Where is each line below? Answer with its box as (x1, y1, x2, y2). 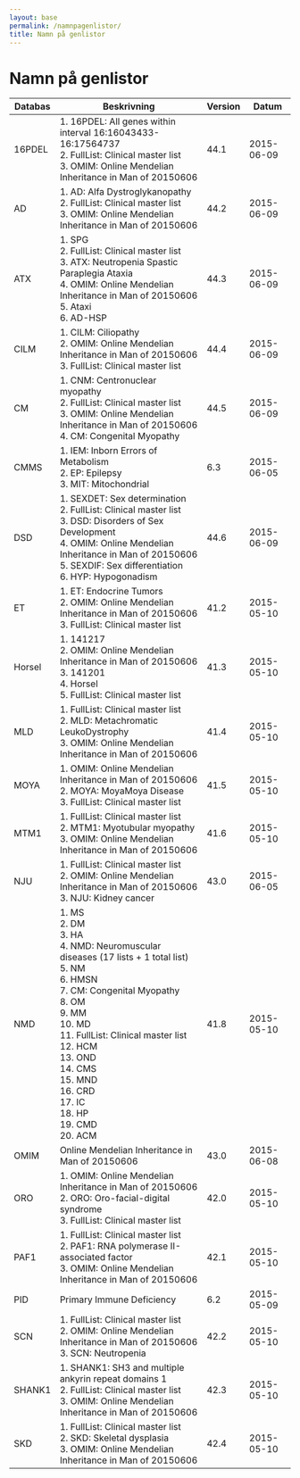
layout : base (9, 12, 58, 22)
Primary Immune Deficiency (59, 1293, 177, 1306)
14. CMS (59, 1063, 97, 1075)
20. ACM (59, 1130, 97, 1142)
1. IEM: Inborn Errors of (59, 444, 158, 457)
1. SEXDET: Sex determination (59, 493, 187, 505)
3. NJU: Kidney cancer (59, 892, 154, 904)
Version (206, 100, 241, 112)
